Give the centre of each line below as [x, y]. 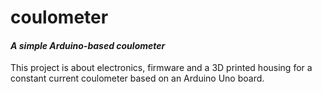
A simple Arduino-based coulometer [88, 45]
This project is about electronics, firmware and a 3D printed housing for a [161, 68]
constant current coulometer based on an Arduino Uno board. [137, 78]
